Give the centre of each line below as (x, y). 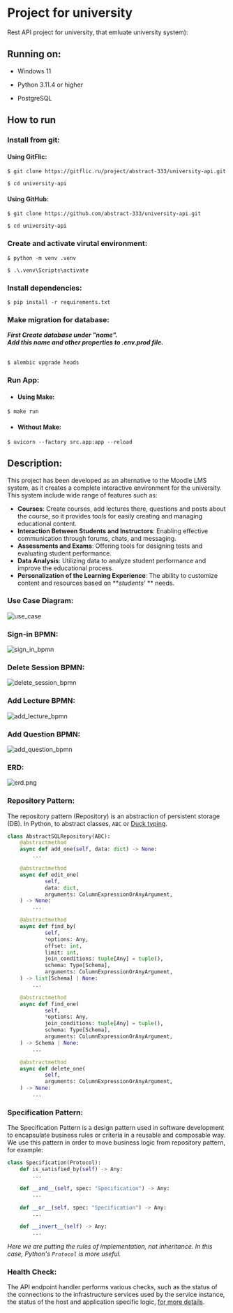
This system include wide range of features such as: (83, 495)
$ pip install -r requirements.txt (59, 303)
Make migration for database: (59, 319)
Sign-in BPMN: (33, 634)
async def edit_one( (50, 875)
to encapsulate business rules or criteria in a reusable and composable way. (116, 1135)
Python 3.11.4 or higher (50, 85)
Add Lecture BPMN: (41, 701)
